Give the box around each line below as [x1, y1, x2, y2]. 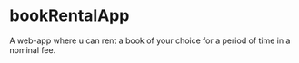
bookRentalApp [9, 5, 130, 26]
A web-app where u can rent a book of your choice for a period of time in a [9, 35, 291, 46]
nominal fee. [9, 44, 56, 55]
